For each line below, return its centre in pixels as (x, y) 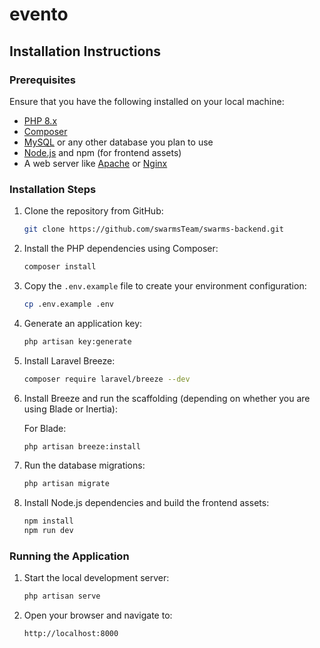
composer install (60, 267)
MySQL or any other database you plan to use (118, 142)
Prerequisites (42, 80)
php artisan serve (62, 596)
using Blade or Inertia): (70, 409)
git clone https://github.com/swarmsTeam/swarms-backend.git (154, 229)
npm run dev (48, 531)
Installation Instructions (85, 51)
